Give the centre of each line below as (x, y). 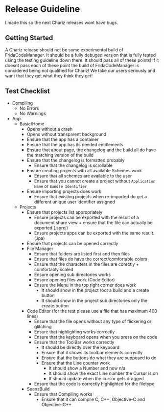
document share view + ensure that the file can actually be (93, 222)
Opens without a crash (49, 129)
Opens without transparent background (67, 134)
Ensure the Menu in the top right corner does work (85, 285)
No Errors (29, 108)
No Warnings (33, 113)
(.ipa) (39, 238)
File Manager (40, 249)
